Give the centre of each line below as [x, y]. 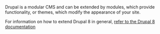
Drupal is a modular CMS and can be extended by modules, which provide [80, 7]
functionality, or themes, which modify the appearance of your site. [73, 12]
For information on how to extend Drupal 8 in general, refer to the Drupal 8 [80, 22]
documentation [20, 27]
